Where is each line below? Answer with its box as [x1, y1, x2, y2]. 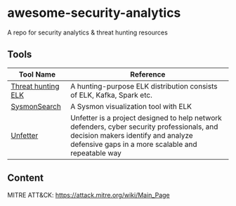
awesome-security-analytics [7, 5, 181, 21]
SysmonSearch [11, 101, 61, 111]
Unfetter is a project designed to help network [70, 112, 223, 122]
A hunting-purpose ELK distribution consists [70, 81, 218, 91]
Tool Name [18, 69, 56, 79]
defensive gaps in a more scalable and [70, 139, 198, 149]
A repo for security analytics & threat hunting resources [7, 28, 169, 37]
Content [7, 172, 44, 184]
